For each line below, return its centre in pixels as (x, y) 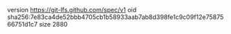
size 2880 (54, 24)
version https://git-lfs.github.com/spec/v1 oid (72, 10)
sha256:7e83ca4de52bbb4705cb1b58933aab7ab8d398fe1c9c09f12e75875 (115, 17)
